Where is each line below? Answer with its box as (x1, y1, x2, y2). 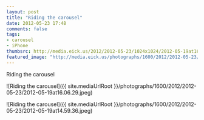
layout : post (6, 8, 39, 15)
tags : (6, 32, 20, 38)
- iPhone (6, 43, 29, 49)
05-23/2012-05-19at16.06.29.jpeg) (6, 88, 93, 96)
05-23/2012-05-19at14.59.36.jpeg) (6, 107, 93, 114)
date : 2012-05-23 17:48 (6, 20, 67, 26)
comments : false (6, 25, 47, 32)
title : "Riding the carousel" (6, 15, 83, 21)
